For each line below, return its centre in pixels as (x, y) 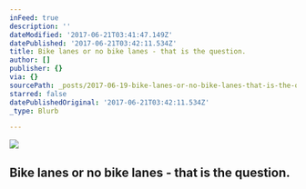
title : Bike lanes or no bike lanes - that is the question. (128, 52)
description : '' (40, 26)
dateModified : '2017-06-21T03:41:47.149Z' (91, 35)
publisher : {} (36, 69)
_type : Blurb (34, 111)
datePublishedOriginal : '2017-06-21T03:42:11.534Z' (109, 102)
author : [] (30, 60)
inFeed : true (34, 18)
